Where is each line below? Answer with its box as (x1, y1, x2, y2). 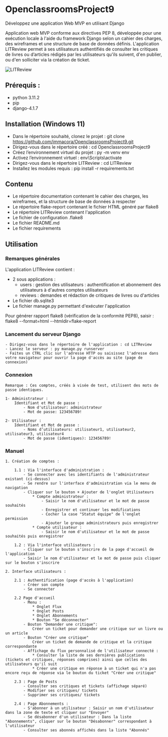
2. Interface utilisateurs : (5, 569, 66, 574)
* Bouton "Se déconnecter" (32, 617, 89, 623)
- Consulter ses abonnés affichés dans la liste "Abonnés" (23, 727, 150, 732)
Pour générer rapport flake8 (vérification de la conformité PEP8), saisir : (5, 313, 154, 319)
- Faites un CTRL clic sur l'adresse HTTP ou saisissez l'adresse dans (5, 351, 158, 356)
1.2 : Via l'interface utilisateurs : (14, 543, 96, 548)
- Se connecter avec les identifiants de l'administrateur (23, 472, 150, 477)
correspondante (5, 644, 37, 649)
